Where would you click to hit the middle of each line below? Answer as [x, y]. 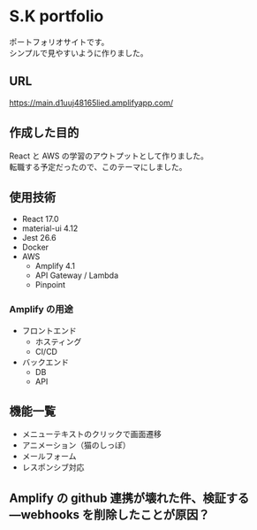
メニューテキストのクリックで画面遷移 [91, 434]
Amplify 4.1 [55, 266]
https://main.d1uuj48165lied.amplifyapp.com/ [91, 103]
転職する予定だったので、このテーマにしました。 [98, 166]
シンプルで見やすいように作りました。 [79, 53]
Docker [35, 247]
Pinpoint [50, 285]
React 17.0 [40, 219]
